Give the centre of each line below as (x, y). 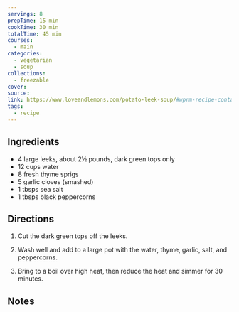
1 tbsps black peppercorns (57, 197)
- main (23, 47)
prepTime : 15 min (33, 21)
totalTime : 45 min (34, 34)
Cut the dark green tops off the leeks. (73, 236)
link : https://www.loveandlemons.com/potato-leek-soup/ (92, 100)
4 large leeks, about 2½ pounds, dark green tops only (96, 159)
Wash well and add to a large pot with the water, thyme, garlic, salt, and (122, 250)
